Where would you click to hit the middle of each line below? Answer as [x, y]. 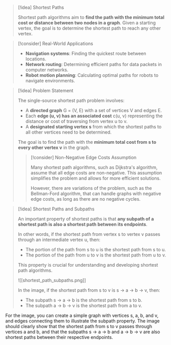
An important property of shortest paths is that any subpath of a [86, 219]
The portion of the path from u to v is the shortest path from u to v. [96, 255]
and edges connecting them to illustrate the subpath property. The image [82, 321]
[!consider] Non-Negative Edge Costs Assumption [83, 157]
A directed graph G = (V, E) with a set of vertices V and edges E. [94, 110]
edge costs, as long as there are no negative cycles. [85, 199]
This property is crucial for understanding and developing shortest [88, 265]
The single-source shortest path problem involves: [71, 100]
